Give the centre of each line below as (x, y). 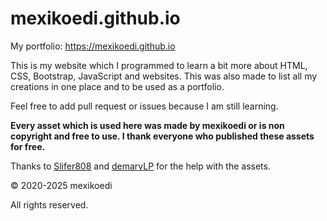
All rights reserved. (49, 204)
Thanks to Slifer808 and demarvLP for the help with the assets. (140, 166)
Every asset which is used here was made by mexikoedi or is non (147, 125)
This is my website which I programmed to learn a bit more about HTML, (159, 65)
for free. (28, 146)
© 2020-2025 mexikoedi (61, 185)
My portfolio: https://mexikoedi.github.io (93, 46)
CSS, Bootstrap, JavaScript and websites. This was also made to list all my (164, 76)
